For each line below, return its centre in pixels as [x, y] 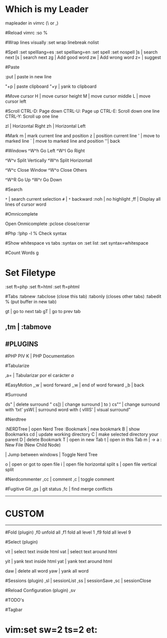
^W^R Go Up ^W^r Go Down [34, 179]
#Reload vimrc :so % [27, 32]
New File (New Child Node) [33, 445]
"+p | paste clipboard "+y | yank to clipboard [51, 86]
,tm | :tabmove [28, 327]
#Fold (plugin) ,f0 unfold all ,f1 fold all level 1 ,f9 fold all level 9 [68, 532]
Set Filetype [31, 273]
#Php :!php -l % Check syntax [36, 233]
